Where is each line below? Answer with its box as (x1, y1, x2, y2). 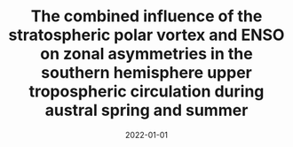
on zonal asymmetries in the (40, 44, 253, 64)
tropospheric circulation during (28, 81, 265, 102)
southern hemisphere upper (41, 63, 252, 83)
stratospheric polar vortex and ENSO (8, 25, 285, 45)
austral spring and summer (44, 100, 249, 120)
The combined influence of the (30, 6, 263, 27)
